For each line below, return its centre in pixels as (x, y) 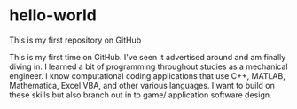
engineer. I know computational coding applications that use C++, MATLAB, (147, 75)
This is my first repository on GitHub (75, 40)
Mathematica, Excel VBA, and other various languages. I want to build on (142, 85)
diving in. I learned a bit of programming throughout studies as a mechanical (148, 66)
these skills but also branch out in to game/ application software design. (141, 95)
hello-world (53, 16)
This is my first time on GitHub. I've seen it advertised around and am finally (148, 57)
